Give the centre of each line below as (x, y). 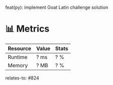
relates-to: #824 (22, 78)
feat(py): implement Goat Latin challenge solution (57, 7)
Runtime (18, 57)
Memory (18, 65)
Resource (20, 48)
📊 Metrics (27, 29)
